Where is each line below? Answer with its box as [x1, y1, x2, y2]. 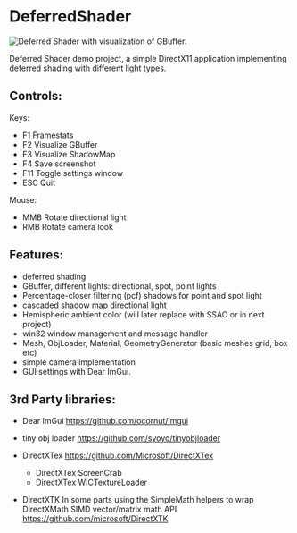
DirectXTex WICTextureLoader [35, 477, 148, 488]
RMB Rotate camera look [21, 221, 114, 232]
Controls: [9, 89, 62, 104]
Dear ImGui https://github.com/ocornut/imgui [21, 416, 189, 427]
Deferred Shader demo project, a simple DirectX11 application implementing [9, 53, 287, 63]
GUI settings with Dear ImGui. [21, 366, 131, 376]
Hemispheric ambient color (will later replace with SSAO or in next [21, 309, 265, 319]
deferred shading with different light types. [9, 63, 167, 73]
